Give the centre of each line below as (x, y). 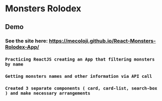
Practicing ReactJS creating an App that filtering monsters (80, 59)
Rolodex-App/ (22, 47)
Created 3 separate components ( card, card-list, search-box (81, 88)
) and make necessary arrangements (48, 93)
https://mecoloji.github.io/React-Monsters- (102, 41)
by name (14, 64)
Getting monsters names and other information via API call (79, 76)
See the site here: (27, 41)
